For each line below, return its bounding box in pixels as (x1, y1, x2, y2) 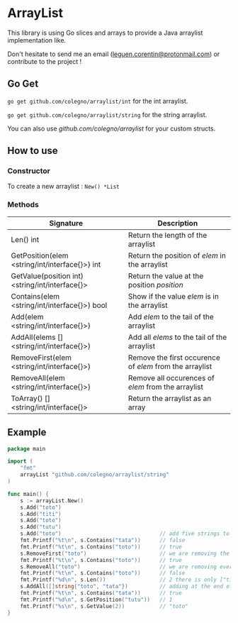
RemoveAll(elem (11, 373, 65, 382)
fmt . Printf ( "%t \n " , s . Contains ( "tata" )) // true (20, 590, 182, 597)
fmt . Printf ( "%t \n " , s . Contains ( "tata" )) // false (20, 537, 186, 544)
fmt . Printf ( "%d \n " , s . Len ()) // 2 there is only (20, 576, 217, 583)
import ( (7, 458, 33, 465)
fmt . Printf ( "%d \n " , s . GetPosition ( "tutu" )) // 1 (20, 596, 173, 603)
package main (7, 445, 46, 452)
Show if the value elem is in (127, 291, 220, 301)
